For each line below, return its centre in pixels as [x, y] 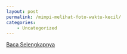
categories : [21, 22]
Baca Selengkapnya [31, 45]
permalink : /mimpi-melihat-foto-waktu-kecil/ [63, 17]
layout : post [22, 11]
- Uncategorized [37, 28]
